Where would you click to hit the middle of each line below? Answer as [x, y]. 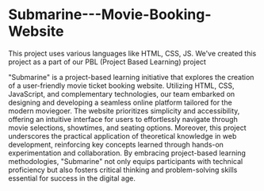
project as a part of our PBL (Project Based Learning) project [107, 62]
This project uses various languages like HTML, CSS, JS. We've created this [132, 53]
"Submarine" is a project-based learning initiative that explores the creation [131, 77]
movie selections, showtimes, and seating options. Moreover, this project [127, 128]
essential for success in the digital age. [72, 178]
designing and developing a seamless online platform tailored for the [120, 102]
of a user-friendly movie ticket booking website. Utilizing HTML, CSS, [122, 86]
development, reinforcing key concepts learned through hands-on [116, 144]
